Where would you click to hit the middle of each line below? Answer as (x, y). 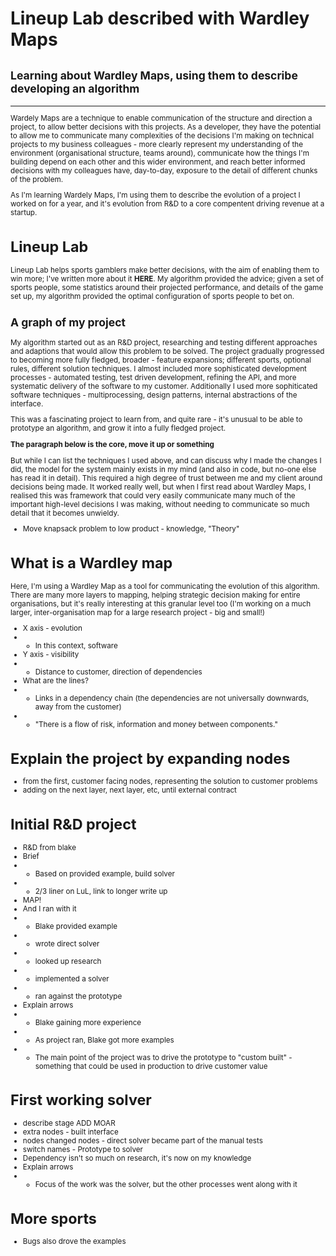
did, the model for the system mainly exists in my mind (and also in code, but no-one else (163, 469)
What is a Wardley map (91, 562)
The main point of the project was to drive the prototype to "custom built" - (163, 1057)
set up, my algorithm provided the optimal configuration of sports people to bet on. (152, 296)
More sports (53, 1218)
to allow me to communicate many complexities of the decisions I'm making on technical (162, 135)
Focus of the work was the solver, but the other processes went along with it (166, 1185)
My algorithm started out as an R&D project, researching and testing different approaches (164, 342)
